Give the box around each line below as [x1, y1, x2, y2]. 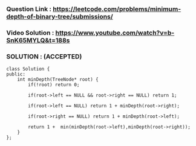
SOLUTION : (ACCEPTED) [6, 52, 82, 60]
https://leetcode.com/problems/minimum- [52, 5, 181, 13]
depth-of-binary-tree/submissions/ [6, 12, 113, 21]
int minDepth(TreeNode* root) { [17, 77, 99, 83]
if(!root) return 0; [28, 82, 80, 88]
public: [6, 71, 26, 77]
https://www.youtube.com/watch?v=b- [55, 28, 175, 37]
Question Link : [6, 5, 52, 13]
